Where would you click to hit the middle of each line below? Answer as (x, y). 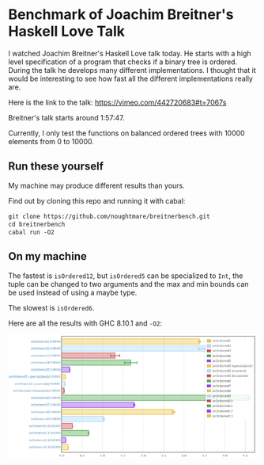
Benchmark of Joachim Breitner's (121, 15)
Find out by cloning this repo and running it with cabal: (97, 200)
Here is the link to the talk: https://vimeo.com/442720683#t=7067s (117, 102)
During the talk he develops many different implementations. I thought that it (132, 70)
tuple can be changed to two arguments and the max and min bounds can (128, 284)
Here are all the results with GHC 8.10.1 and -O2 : (85, 323)
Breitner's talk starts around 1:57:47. (66, 117)
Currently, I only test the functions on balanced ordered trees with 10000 (126, 133)
